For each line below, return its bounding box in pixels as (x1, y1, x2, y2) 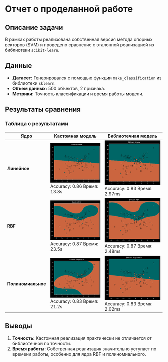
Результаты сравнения (5, 105, 81, 114)
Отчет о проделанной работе (5, 3, 133, 15)
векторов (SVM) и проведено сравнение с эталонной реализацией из (5, 42, 154, 48)
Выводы (5, 322, 32, 330)
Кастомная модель (54, 133, 97, 139)
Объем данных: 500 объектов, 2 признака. (12, 85, 106, 91)
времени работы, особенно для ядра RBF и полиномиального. (12, 351, 146, 357)
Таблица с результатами (5, 120, 69, 127)
